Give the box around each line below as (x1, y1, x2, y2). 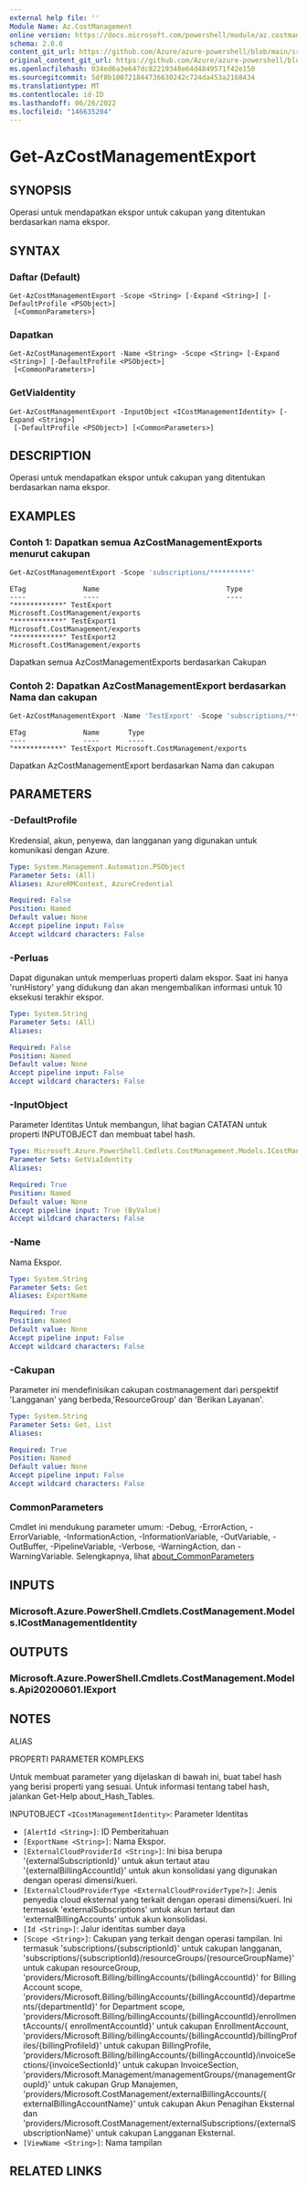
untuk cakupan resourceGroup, (22, 1962, 141, 1973)
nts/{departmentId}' (22, 2000, 98, 2012)
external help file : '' (9, 13, 101, 23)
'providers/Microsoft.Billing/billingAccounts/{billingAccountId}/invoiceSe (22, 2050, 296, 2061)
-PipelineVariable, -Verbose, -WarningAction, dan (49, 1541, 236, 1552)
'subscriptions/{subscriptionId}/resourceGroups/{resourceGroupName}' (22, 1952, 295, 1963)
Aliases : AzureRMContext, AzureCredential (9, 879, 174, 888)
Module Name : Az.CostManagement (9, 22, 132, 31)
